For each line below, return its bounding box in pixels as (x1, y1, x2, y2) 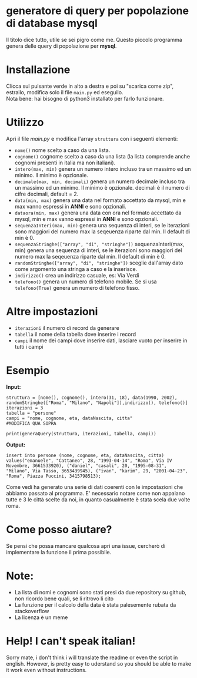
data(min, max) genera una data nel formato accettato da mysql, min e (14, 196, 186, 204)
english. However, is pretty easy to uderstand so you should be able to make (6, 660, 192, 667)
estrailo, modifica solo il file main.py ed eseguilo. (6, 88, 123, 95)
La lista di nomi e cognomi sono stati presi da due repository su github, (14, 588, 187, 596)
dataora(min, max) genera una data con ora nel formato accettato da (14, 209, 182, 216)
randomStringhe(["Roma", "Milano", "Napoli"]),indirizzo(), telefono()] (6, 399, 188, 406)
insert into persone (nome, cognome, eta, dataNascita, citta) (6, 452, 165, 458)
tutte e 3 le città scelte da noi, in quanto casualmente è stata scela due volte (6, 496, 191, 503)
